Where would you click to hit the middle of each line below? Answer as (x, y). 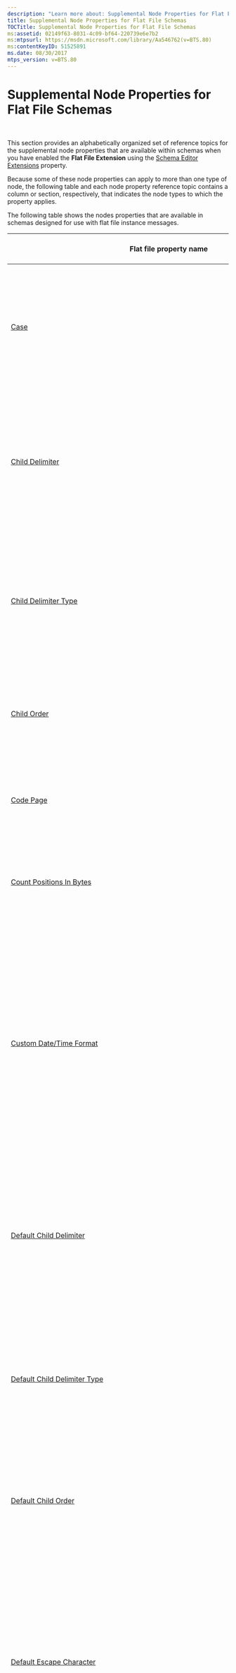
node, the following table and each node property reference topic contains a (118, 186)
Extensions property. (38, 165)
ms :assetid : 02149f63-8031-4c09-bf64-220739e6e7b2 (83, 33)
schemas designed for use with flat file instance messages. (93, 222)
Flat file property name (169, 249)
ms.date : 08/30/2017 (38, 54)
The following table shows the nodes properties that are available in (105, 215)
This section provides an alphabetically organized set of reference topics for (118, 142)
